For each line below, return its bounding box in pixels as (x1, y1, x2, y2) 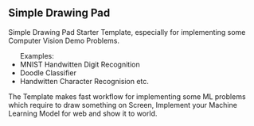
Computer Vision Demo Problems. (8, 36, 120, 45)
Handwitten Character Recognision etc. (19, 76, 150, 86)
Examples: (19, 51, 54, 60)
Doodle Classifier (19, 67, 77, 78)
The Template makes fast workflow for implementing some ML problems (8, 91, 246, 101)
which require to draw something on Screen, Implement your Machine (8, 100, 237, 109)
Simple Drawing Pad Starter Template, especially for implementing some (8, 27, 246, 36)
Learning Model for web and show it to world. (8, 109, 158, 118)
